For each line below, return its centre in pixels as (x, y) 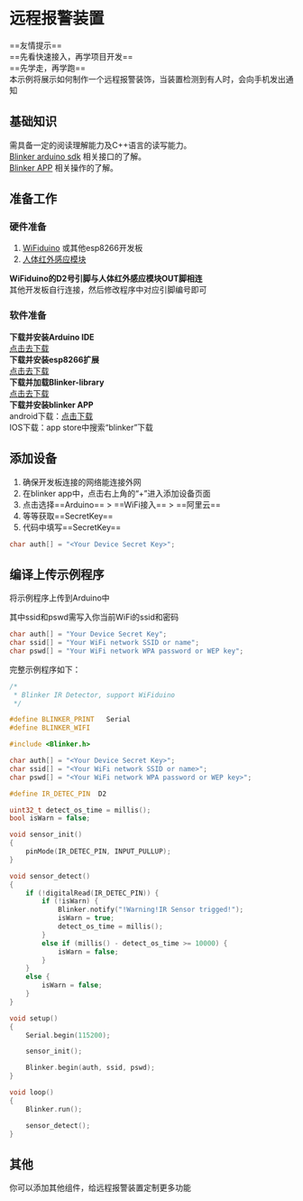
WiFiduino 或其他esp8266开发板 (83, 248)
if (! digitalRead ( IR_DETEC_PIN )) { (92, 893)
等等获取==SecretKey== (68, 516)
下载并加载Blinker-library (57, 382)
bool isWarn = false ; (50, 818)
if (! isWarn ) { (70, 901)
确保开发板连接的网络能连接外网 (82, 482)
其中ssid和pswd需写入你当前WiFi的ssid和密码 (94, 617)
